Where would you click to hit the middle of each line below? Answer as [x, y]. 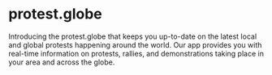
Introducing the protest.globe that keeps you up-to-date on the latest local [133, 36]
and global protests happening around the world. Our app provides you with [135, 44]
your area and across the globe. [62, 62]
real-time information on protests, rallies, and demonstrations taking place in [136, 53]
